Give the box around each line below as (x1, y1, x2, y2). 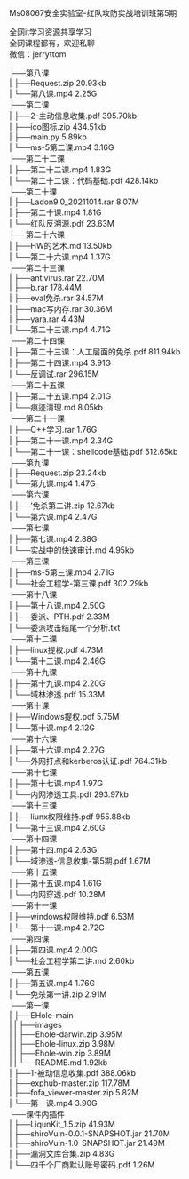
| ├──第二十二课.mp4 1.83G (9, 164, 112, 175)
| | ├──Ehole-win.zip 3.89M (9, 1048, 111, 1058)
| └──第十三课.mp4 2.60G (9, 823, 106, 832)
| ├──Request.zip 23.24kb (9, 467, 106, 478)
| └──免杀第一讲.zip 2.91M (9, 989, 107, 1000)
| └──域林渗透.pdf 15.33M (9, 689, 105, 699)
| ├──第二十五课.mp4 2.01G (9, 391, 112, 402)
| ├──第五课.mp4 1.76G (9, 978, 96, 988)
